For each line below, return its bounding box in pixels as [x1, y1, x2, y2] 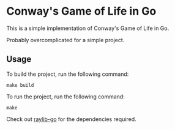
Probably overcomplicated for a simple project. [6, 36, 125, 43]
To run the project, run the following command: [6, 93, 125, 100]
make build [6, 82, 34, 88]
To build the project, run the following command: [6, 70, 129, 78]
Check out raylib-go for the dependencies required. [6, 115, 136, 123]
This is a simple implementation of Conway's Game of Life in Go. [6, 24, 169, 32]
